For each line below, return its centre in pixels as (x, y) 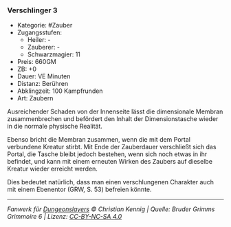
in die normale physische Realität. (55, 127)
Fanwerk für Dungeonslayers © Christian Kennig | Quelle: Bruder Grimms (111, 209)
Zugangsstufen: (40, 32)
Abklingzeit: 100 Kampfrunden (60, 91)
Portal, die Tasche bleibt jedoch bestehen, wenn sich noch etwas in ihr (107, 154)
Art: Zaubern (35, 98)
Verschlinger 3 (32, 10)
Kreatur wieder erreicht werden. (53, 169)
